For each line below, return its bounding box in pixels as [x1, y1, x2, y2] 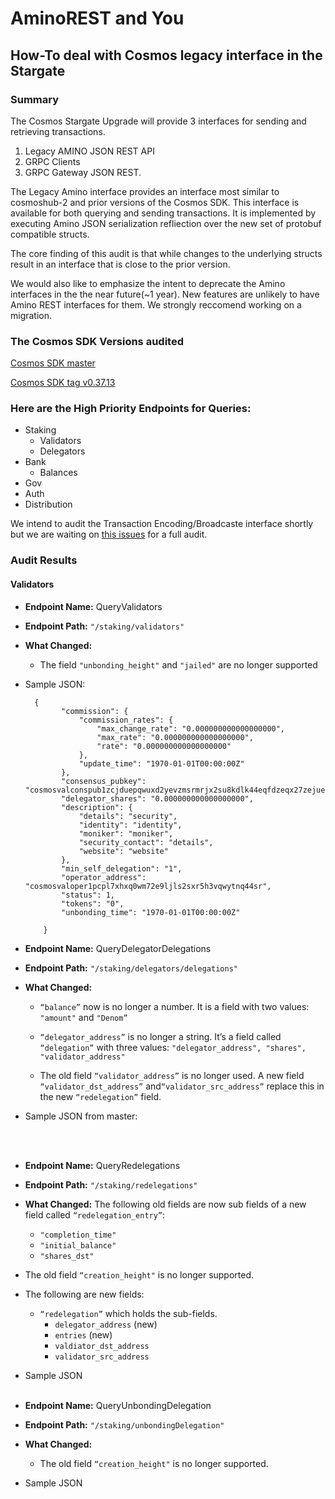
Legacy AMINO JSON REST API [24, 145, 155, 157]
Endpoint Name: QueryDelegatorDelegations [24, 942, 212, 954]
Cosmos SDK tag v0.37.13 [10, 377, 116, 389]
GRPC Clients [24, 155, 81, 167]
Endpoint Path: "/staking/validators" [24, 620, 185, 632]
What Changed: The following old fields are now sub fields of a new [24, 1198, 307, 1210]
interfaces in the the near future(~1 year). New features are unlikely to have [10, 288, 320, 300]
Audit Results [10, 553, 78, 567]
